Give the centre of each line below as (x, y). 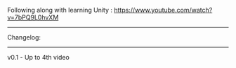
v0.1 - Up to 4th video (39, 57)
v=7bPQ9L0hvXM (33, 17)
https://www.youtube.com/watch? (163, 10)
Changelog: (24, 37)
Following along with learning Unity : (60, 10)
